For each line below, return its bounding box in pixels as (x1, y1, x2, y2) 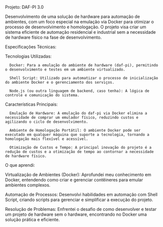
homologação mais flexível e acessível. (5, 136, 89, 141)
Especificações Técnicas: (5, 44, 57, 49)
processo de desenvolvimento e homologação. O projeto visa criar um (5, 24, 146, 30)
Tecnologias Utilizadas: (5, 53, 52, 59)
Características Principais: (5, 101, 58, 107)
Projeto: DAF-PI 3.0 (5, 4, 44, 10)
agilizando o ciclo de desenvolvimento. (5, 119, 89, 124)
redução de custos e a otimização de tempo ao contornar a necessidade (5, 149, 154, 154)
